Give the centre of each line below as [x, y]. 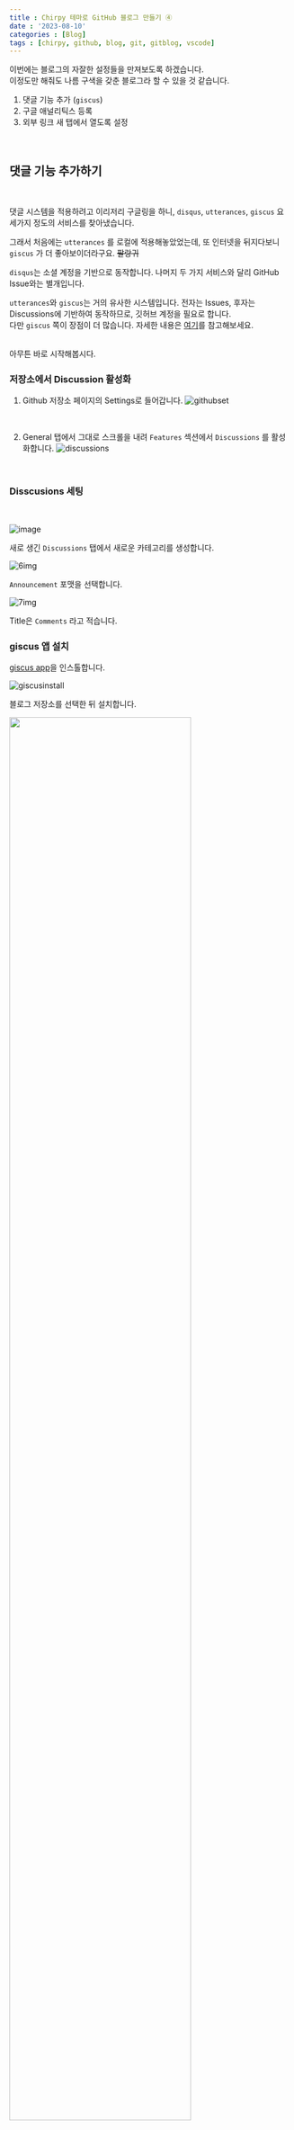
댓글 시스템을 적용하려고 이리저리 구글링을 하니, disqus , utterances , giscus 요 [147, 211]
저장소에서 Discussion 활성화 [71, 379]
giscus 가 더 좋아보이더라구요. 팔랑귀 [74, 254]
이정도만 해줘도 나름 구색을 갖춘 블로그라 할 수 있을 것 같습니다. [120, 81]
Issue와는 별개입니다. [47, 283]
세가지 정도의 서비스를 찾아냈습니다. [72, 223]
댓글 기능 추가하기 [56, 170]
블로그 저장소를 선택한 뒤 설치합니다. [73, 703]
